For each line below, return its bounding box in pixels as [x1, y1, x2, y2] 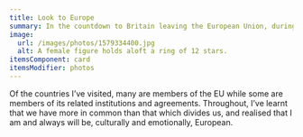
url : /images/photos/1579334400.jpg [17, 38, 155, 48]
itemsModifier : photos [9, 64, 95, 73]
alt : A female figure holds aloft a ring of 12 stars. [17, 47, 228, 56]
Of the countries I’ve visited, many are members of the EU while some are [9, 87, 284, 99]
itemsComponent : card [9, 55, 91, 64]
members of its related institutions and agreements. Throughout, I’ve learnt [9, 97, 289, 108]
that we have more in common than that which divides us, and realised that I [9, 107, 293, 118]
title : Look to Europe [9, 13, 95, 23]
